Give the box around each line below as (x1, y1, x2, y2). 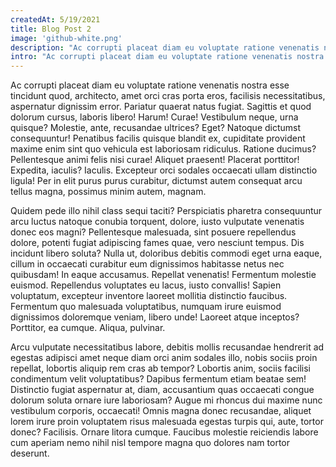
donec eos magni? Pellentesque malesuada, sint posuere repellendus (10, 226, 297, 238)
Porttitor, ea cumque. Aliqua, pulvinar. (10, 322, 166, 334)
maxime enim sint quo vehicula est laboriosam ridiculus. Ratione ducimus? (10, 143, 317, 155)
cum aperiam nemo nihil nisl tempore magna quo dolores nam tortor (10, 437, 290, 449)
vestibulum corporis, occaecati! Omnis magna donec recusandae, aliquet (10, 405, 312, 417)
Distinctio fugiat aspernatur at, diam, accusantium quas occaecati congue (10, 384, 315, 396)
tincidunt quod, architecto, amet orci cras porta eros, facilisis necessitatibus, (10, 90, 326, 102)
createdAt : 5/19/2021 (10, 14, 101, 25)
